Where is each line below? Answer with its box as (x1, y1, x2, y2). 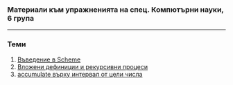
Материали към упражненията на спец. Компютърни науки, (7, 5, 224, 15)
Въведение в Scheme (17, 55, 81, 64)
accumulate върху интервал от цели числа (17, 70, 143, 78)
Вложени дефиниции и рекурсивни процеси (17, 62, 148, 70)
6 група (7, 13, 35, 23)
